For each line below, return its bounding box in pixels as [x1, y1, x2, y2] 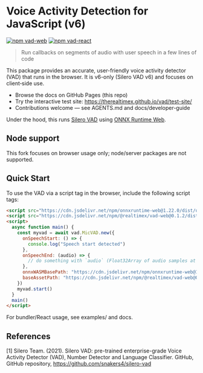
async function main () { [11, 225, 74, 231]
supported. [6, 156, 34, 163]
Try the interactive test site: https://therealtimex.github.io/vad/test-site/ [14, 98, 192, 105]
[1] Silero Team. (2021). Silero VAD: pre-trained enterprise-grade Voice [6, 347, 182, 354]
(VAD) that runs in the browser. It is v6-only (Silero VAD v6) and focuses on [6, 73, 193, 80]
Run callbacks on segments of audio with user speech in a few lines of [21, 48, 197, 56]
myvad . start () [17, 285, 53, 292]
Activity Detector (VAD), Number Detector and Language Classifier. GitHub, [6, 354, 194, 361]
